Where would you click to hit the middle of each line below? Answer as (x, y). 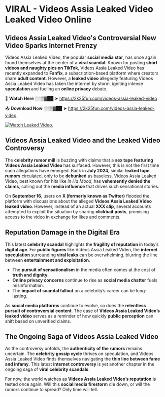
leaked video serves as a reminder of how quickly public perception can (79, 316)
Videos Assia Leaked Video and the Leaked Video (83, 140)
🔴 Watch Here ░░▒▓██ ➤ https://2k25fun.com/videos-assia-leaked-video (81, 98)
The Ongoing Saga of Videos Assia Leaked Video (82, 337)
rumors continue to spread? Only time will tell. (52, 390)
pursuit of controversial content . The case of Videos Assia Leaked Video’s (82, 311)
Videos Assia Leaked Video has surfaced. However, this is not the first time (82, 165)
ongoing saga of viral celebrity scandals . (47, 369)
